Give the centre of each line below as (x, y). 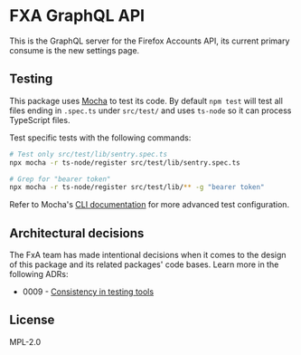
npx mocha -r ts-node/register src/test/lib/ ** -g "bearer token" (137, 187)
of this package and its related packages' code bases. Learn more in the (144, 264)
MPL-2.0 (25, 341)
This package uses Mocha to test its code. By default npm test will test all (146, 101)
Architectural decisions (77, 233)
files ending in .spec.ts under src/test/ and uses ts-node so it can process (150, 110)
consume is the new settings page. (75, 50)
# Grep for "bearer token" (60, 179)
